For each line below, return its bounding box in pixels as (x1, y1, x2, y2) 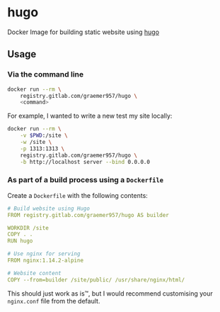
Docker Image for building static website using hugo (7, 28, 160, 36)
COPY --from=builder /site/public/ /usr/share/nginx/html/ (7, 276, 185, 284)
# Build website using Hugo (7, 205, 91, 212)
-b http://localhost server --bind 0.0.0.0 (20, 158, 151, 165)
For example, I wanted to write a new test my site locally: (7, 111, 173, 121)
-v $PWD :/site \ (20, 132, 69, 139)
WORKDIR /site (7, 224, 50, 231)
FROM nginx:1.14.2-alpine (7, 257, 83, 264)
